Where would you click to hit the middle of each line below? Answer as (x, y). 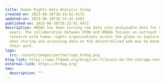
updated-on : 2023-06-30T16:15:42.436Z (45, 19)
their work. (22, 46)
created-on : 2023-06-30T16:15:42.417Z (45, 14)
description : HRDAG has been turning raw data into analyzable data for (81, 28)
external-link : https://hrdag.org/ (41, 64)
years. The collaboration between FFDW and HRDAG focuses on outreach (83, 32)
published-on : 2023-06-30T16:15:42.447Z (47, 23)
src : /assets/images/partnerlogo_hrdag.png (55, 55)
